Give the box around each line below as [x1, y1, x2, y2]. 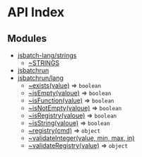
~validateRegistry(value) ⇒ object [28, 141, 129, 149]
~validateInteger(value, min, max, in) [28, 134, 135, 142]
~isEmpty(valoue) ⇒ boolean [28, 89, 112, 97]
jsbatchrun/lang [17, 74, 64, 82]
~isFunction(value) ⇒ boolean [28, 96, 114, 105]
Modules [7, 33, 47, 45]
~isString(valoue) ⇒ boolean [28, 119, 111, 127]
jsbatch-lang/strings [17, 51, 77, 59]
